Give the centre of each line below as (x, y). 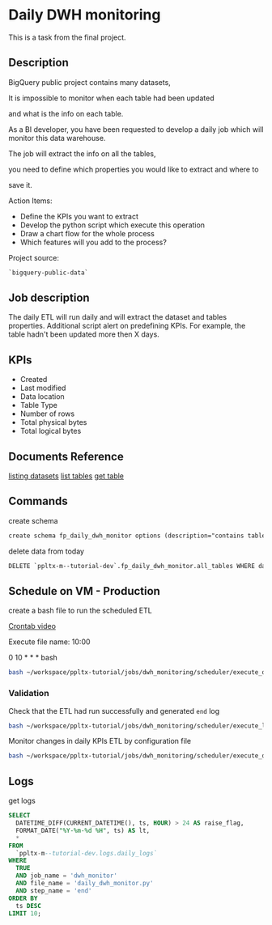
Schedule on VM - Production (84, 591)
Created (34, 380)
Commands (38, 501)
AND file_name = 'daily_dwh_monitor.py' (85, 884)
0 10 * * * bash (33, 658)
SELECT (19, 816)
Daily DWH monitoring (85, 15)
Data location (42, 397)
